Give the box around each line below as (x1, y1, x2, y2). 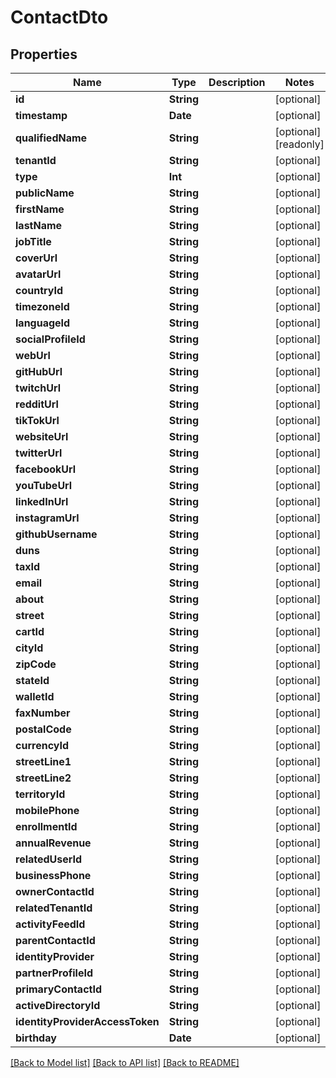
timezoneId (15, 300, 70, 313)
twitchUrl (15, 381, 62, 395)
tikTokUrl (15, 414, 60, 427)
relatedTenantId (15, 901, 93, 915)
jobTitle (15, 235, 52, 248)
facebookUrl (15, 462, 77, 476)
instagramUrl (15, 511, 80, 525)
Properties (10, 46, 78, 63)
